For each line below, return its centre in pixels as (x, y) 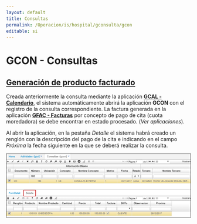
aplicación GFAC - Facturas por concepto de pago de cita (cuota (84, 115)
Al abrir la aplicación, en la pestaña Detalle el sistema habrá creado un (91, 133)
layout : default (26, 12)
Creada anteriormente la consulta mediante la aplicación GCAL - (84, 96)
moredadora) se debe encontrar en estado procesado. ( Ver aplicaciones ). (95, 122)
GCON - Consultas (52, 61)
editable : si (22, 31)
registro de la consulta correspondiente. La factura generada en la (86, 109)
